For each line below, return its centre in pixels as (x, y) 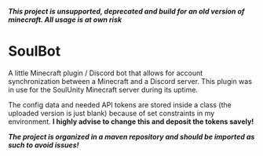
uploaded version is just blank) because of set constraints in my (111, 113)
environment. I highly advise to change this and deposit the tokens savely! (131, 122)
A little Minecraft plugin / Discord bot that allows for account (106, 73)
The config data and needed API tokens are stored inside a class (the (120, 104)
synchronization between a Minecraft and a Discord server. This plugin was (130, 81)
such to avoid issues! (44, 145)
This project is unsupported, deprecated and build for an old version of (126, 11)
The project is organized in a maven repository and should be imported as (131, 136)
